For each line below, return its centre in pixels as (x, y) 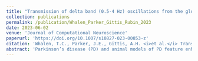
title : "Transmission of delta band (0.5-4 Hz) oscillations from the (95, 11)
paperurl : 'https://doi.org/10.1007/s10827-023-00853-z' (77, 38)
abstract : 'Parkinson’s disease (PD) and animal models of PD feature (95, 49)
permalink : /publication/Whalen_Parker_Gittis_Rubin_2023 (79, 22)
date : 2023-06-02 (27, 28)
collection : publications (38, 17)
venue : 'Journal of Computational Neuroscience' (67, 33)
